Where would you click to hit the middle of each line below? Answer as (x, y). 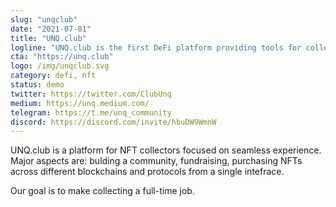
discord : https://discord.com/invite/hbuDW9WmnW (113, 122)
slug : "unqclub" (44, 19)
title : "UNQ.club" (48, 38)
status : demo (37, 85)
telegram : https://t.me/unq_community (91, 112)
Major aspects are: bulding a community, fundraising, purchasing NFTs (156, 161)
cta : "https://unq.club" (62, 57)
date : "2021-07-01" (51, 29)
